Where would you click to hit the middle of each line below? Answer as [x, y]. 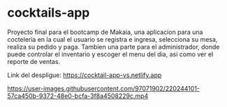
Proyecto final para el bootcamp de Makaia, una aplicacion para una [105, 32]
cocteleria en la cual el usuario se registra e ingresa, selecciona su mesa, [112, 39]
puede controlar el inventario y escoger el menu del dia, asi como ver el [110, 54]
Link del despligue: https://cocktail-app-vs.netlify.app [85, 75]
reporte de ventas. [34, 61]
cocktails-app [49, 13]
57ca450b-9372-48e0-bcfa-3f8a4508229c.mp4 [78, 96]
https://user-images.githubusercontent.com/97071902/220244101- [104, 88]
